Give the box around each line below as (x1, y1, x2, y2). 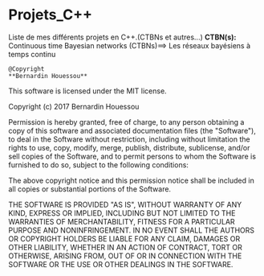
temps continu (8, 49, 56, 59)
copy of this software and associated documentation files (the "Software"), (8, 126, 257, 135)
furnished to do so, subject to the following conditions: (8, 159, 189, 170)
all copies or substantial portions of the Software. (8, 183, 171, 194)
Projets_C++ (8, 6, 92, 24)
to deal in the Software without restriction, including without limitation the (8, 134, 250, 144)
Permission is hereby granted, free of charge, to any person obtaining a (8, 117, 245, 126)
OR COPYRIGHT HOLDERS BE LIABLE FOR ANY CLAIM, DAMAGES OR (8, 233, 241, 243)
